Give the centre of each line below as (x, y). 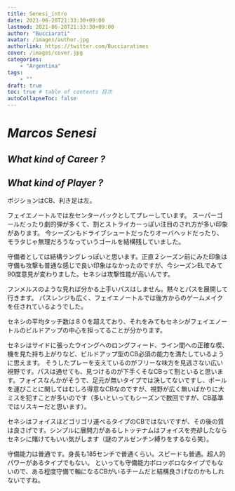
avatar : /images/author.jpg (48, 40)
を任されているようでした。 (47, 307)
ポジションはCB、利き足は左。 (52, 201)
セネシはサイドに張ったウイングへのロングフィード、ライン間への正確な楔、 (118, 345)
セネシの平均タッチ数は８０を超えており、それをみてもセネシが (99, 322)
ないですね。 (26, 480)
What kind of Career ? (56, 159)
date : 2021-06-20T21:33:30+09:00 (56, 20)
